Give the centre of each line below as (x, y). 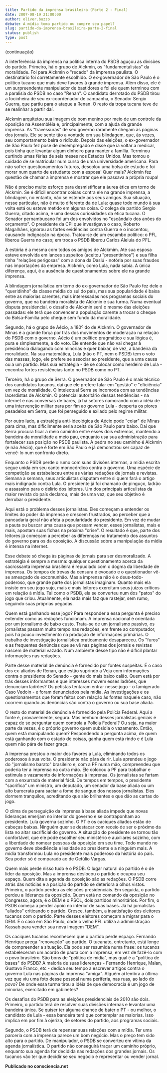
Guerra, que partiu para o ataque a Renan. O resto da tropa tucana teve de (82, 104)
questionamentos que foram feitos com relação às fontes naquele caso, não (83, 697)
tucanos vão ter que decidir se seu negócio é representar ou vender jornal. (82, 1057)
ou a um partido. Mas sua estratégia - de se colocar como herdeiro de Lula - (84, 364)
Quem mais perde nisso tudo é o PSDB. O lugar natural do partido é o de (80, 868)
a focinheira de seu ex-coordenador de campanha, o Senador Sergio (76, 98)
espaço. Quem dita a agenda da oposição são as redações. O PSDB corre (81, 879)
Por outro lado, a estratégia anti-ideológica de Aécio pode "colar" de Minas (83, 421)
